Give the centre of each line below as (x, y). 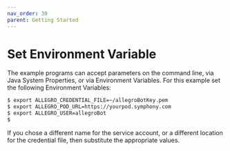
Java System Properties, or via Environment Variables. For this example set (114, 81)
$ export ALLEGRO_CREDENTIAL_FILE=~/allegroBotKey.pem (88, 101)
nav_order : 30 (28, 13)
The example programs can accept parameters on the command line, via (111, 73)
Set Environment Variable (82, 54)
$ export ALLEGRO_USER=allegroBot (57, 113)
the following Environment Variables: (59, 88)
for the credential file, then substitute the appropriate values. (94, 140)
